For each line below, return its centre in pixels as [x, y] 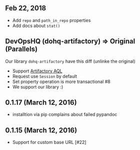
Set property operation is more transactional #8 [61, 81]
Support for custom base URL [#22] [49, 142]
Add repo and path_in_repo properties [51, 20]
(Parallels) [21, 49]
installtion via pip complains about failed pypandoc [65, 114]
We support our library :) [38, 86]
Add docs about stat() [36, 25]
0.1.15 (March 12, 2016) [41, 130]
